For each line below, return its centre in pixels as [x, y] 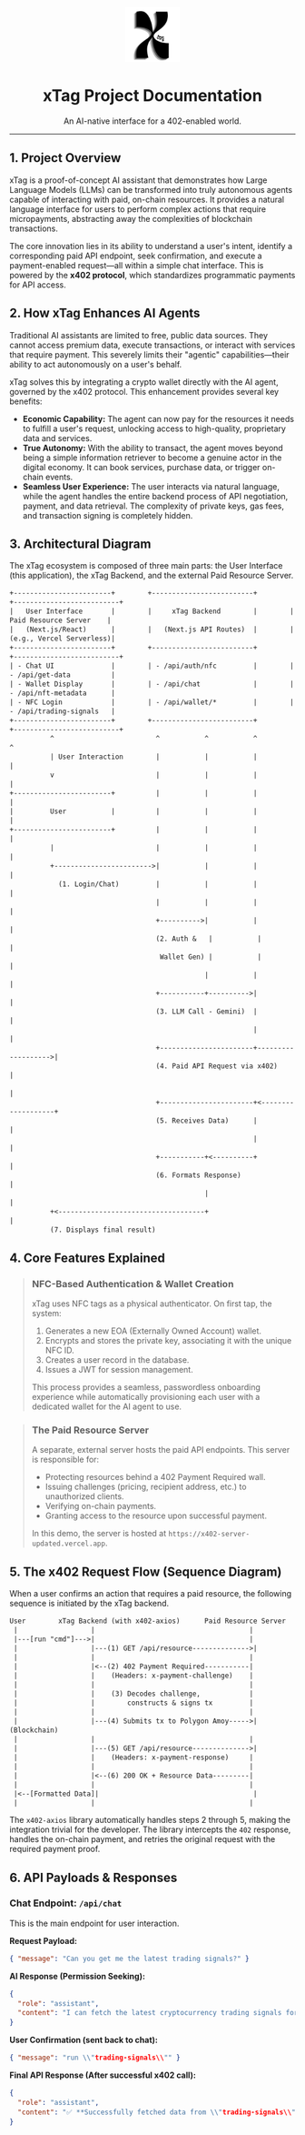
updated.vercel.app [69, 1544]
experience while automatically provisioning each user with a [146, 1397]
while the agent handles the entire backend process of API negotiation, [155, 496]
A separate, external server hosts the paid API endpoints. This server [161, 1450]
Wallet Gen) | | [210, 957]
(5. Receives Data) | [207, 1121]
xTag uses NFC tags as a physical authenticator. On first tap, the [152, 1304]
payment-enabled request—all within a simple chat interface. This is [137, 265]
